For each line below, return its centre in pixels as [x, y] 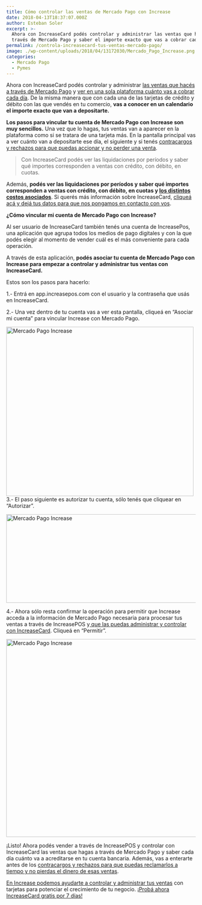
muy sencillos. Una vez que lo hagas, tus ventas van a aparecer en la [93, 129]
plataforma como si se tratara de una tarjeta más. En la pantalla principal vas [101, 135]
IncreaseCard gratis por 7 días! [44, 896]
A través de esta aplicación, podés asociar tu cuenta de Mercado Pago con [101, 258]
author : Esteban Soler [35, 23]
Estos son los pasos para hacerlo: [48, 282]
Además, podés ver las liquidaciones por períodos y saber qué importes [98, 184]
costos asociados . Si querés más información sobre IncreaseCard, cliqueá [99, 197]
